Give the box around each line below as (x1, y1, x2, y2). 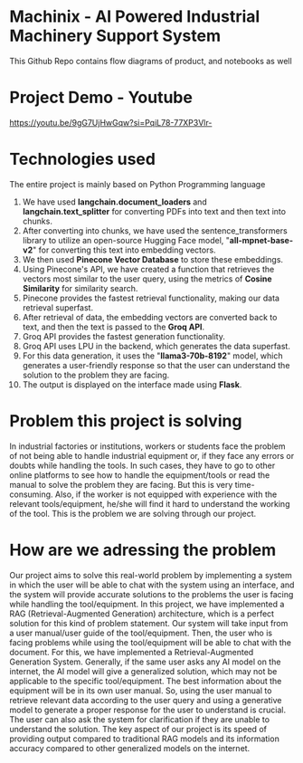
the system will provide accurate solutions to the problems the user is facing (9, 588, 294, 599)
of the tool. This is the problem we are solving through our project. (9, 508, 257, 519)
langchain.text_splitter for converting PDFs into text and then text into (22, 205, 287, 216)
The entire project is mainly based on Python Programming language (9, 178, 266, 189)
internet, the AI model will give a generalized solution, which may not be (9, 665, 278, 676)
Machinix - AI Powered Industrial (9, 6, 260, 27)
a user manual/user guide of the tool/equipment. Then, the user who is (9, 627, 273, 638)
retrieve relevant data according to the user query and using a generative (9, 694, 282, 705)
